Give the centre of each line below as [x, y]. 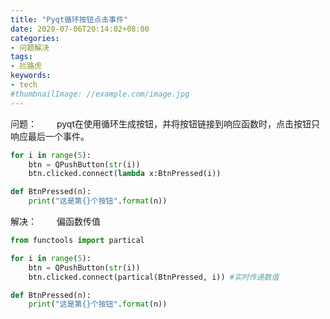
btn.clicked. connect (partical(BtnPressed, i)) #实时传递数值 [154, 277]
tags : [21, 57]
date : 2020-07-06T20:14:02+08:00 [80, 29]
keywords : [31, 76]
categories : [35, 38]
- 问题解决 [30, 47]
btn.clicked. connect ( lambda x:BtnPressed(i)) [125, 174]
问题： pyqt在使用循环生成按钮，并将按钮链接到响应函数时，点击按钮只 [165, 123]
